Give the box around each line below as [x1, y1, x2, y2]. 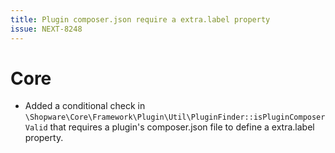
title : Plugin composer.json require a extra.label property [10, 14, 271, 25]
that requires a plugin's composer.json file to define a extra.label [49, 121, 315, 133]
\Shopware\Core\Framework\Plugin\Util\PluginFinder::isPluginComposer [24, 112, 326, 123]
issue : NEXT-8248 [10, 24, 83, 34]
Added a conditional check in [24, 100, 146, 112]
